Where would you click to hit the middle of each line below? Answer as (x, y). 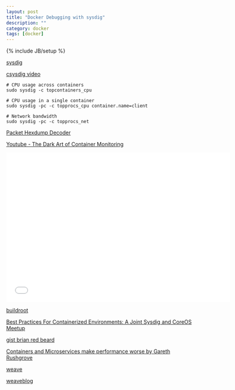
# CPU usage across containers (45, 85)
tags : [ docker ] (25, 34)
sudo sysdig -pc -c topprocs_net (48, 122)
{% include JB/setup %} (36, 51)
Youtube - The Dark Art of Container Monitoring (65, 145)
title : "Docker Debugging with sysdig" (56, 17)
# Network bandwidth (32, 116)
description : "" (26, 23)
